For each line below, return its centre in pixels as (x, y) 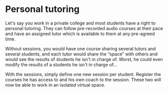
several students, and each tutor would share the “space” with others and (81, 54)
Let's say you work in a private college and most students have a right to (80, 23)
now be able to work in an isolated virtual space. (55, 85)
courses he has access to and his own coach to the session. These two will (83, 79)
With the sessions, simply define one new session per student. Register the (83, 74)
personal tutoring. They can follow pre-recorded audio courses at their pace (84, 28)
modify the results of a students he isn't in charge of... (61, 64)
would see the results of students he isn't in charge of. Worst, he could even (84, 59)
